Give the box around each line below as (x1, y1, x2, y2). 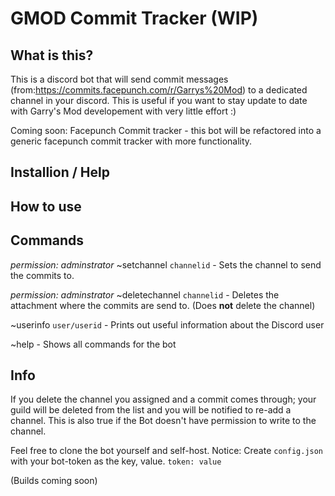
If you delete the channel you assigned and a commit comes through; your (10, 393, 317, 406)
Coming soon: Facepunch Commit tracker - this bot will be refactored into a (10, 125, 322, 136)
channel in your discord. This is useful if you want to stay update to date (10, 95, 308, 106)
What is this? (10, 47, 94, 64)
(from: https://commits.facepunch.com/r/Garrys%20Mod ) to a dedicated (10, 84, 308, 96)
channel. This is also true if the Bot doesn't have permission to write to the (10, 415, 317, 427)
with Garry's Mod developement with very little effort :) (10, 105, 237, 117)
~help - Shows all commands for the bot (10, 338, 177, 350)
